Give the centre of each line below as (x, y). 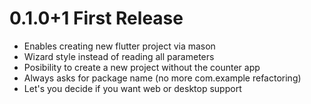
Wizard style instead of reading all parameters (119, 56)
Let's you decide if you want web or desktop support (132, 88)
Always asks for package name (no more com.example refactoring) (162, 78)
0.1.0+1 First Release (96, 18)
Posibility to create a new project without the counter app (142, 67)
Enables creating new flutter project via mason (119, 46)
